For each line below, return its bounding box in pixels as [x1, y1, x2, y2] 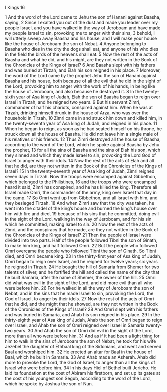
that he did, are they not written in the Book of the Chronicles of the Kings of [5, 163, 162, 169]
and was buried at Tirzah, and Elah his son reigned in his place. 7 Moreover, [5, 67, 161, 73]
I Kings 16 [5, 5, 25, 10]
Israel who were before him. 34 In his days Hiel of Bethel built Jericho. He [5, 365, 157, 371]
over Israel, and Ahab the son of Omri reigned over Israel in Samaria [5, 322, 145, 328]
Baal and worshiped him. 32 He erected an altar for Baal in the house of [5, 349, 152, 355]
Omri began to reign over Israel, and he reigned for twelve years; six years [5, 259, 158, 264]
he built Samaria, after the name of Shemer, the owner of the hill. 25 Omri [5, 275, 156, 280]
